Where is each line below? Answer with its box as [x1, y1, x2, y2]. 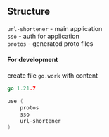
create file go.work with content [7, 71, 98, 80]
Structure [7, 6, 51, 18]
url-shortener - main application [7, 24, 103, 32]
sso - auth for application [7, 32, 79, 40]
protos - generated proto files [7, 39, 94, 48]
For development [7, 56, 58, 64]
